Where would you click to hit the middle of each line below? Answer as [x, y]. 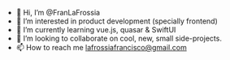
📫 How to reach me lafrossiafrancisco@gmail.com [101, 47]
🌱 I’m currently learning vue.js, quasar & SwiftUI [96, 30]
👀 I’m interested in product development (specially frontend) [117, 21]
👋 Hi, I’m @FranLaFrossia [58, 13]
